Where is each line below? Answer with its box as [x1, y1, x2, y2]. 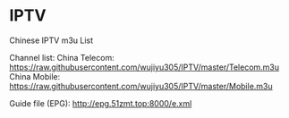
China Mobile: [9, 71, 61, 81]
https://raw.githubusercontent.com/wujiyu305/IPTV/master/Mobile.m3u [9, 80, 273, 91]
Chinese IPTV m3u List [9, 35, 94, 46]
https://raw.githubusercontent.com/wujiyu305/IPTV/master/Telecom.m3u [9, 62, 280, 72]
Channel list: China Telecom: [9, 52, 115, 63]
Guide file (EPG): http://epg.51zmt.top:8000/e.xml [9, 97, 192, 108]
